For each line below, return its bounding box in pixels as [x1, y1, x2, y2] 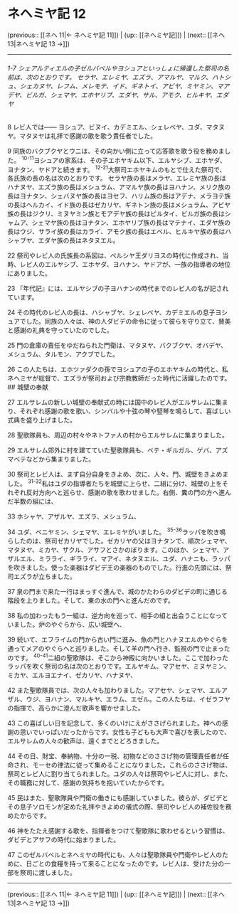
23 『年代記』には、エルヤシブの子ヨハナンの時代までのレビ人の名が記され [7, 285, 229, 293]
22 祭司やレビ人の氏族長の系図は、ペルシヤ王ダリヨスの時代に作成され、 [7, 251, 223, 260]
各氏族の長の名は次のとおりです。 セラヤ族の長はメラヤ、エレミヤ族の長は [7, 174, 226, 183]
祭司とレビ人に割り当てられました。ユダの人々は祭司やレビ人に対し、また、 [7, 770, 232, 778]
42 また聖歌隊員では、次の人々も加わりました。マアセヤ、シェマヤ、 [7, 686, 209, 695]
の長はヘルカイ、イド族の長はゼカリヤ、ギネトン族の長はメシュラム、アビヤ [7, 201, 231, 209]
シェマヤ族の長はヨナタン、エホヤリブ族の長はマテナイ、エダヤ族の [31, 218, 231, 227]
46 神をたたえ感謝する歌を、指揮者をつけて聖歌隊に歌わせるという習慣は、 [7, 827, 229, 835]
